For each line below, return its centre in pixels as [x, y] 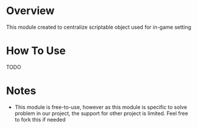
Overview [30, 11]
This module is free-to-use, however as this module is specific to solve [101, 107]
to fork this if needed [40, 119]
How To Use [36, 51]
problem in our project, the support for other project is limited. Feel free [101, 113]
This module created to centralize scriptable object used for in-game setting [99, 27]
